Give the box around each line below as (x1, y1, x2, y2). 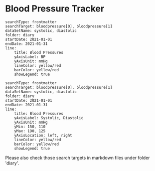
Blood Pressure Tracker (5, 3, 105, 14)
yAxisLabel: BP (14, 54, 46, 59)
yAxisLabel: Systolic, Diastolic (14, 115, 84, 120)
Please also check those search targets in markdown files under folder (5, 155, 151, 161)
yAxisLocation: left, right (14, 133, 72, 138)
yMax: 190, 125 (14, 128, 46, 134)
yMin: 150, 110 (14, 124, 46, 129)
